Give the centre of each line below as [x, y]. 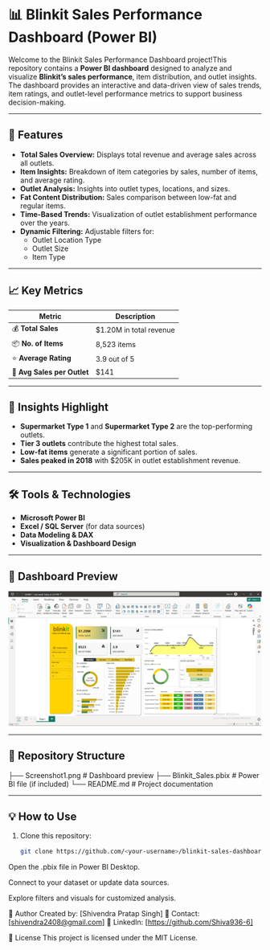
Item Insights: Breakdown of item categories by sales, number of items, [139, 171]
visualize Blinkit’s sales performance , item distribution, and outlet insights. [133, 76]
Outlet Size [50, 248]
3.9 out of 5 [115, 359]
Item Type [49, 256]
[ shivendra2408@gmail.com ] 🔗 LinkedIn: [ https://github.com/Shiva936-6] [131, 922]
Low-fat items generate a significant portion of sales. [108, 452]
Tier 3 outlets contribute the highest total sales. [99, 444]
